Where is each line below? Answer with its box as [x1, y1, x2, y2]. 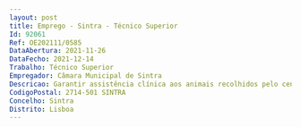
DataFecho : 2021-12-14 [9, 55, 94, 63]
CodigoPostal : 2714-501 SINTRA [9, 88, 126, 97]
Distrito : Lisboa [9, 105, 74, 114]
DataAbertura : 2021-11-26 [9, 47, 106, 55]
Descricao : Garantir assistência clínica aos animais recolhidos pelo [9, 80, 279, 89]
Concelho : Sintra [9, 96, 74, 106]
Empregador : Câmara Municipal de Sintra [9, 72, 163, 80]
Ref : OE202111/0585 [9, 38, 82, 47]
